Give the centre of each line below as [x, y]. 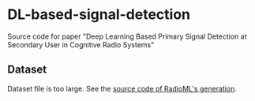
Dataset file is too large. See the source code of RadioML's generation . [122, 88]
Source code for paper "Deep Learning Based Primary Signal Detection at [127, 36]
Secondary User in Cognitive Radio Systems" [81, 44]
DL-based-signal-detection [99, 15]
